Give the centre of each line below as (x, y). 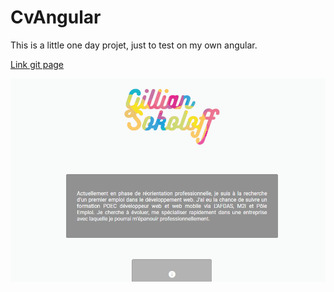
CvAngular (56, 17)
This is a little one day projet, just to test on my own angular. (134, 45)
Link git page (37, 64)
